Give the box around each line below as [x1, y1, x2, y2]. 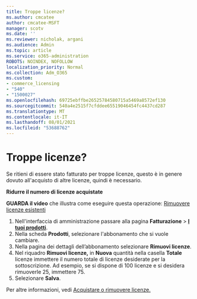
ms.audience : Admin [6, 42, 55, 48]
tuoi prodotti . [14, 224, 48, 231]
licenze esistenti [6, 206, 46, 213]
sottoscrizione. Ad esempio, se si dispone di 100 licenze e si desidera [14, 261, 185, 269]
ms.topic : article [6, 48, 52, 54]
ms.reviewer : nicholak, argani [6, 36, 84, 42]
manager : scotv [6, 25, 44, 32]
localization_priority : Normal [6, 64, 84, 70]
